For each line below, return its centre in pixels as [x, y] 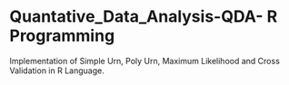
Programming [62, 36]
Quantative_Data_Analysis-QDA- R [144, 17]
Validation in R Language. [57, 71]
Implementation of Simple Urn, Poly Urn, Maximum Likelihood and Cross [144, 61]
